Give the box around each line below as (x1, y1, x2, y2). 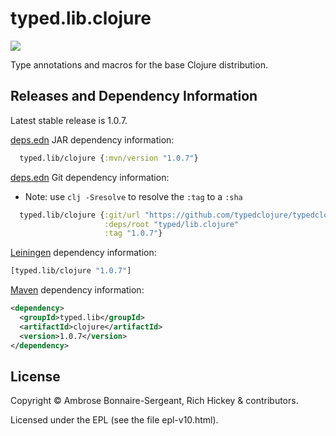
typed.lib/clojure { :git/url (19, 210, 141, 220)
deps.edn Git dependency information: (10, 171, 170, 183)
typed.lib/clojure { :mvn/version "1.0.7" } (19, 153, 199, 163)
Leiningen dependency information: (10, 247, 157, 259)
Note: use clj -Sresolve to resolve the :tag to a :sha (24, 190, 243, 202)
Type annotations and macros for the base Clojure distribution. (10, 58, 268, 71)
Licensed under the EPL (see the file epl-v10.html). (10, 414, 219, 426)
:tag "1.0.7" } (104, 228, 163, 239)
